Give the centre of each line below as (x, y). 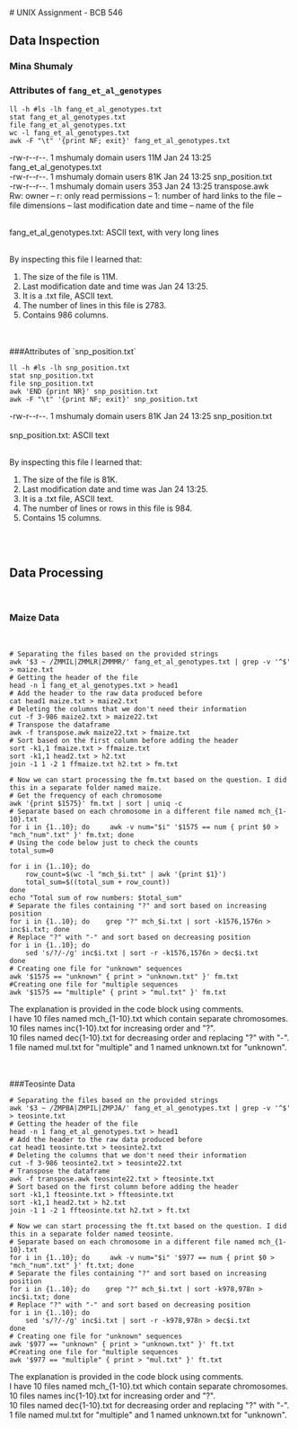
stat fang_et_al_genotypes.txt (68, 117)
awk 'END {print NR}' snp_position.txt (84, 391)
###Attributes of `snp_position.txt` (73, 351)
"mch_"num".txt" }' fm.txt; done (72, 835)
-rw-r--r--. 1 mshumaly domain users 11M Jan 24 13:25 (110, 157)
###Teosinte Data (43, 1084)
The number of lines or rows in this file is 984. (107, 508)
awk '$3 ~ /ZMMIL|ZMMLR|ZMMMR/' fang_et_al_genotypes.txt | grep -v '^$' (150, 662)
